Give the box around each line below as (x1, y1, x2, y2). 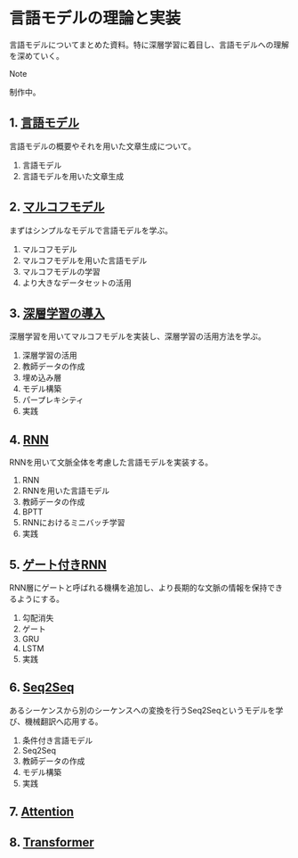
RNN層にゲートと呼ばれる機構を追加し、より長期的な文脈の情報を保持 (9, 582, 268, 593)
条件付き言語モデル (21, 735, 93, 746)
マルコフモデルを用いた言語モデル (21, 255, 148, 266)
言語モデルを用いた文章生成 (21, 170, 125, 181)
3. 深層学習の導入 (9, 305, 105, 321)
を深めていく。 (9, 50, 64, 61)
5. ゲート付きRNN (9, 557, 107, 572)
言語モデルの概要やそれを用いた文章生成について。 (9, 140, 197, 152)
